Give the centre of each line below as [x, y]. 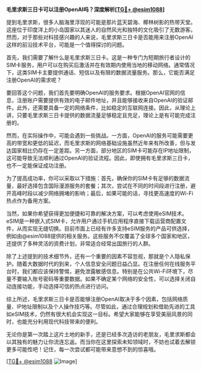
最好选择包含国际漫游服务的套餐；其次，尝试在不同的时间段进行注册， [103, 186]
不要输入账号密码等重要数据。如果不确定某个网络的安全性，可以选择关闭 [101, 279]
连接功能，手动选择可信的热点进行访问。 [61, 286]
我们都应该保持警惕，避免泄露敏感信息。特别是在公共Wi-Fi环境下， [105, 271]
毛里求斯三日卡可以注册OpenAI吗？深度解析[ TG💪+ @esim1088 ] [86, 9]
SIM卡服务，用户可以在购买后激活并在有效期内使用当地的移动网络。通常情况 [101, 65]
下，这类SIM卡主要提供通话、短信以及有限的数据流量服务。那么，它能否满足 [101, 72]
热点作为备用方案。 [30, 201]
